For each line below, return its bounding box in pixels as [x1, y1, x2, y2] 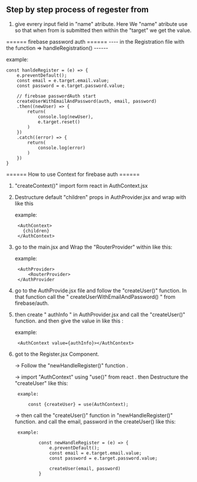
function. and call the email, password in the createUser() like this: [14, 418, 176, 425]
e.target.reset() [37, 119, 81, 125]
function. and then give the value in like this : [14, 317, 124, 324]
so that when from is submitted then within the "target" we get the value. [14, 27, 192, 34]
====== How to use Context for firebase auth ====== [6, 171, 140, 178]
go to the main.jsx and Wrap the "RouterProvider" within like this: [14, 243, 173, 250]
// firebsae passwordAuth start [17, 93, 96, 99]
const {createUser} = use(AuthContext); [28, 401, 129, 407]
